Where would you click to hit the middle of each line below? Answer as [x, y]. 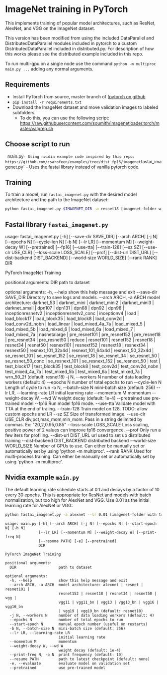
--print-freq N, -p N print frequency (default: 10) [66, 655]
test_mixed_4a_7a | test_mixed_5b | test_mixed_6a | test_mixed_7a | [74, 372]
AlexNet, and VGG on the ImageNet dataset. [50, 28]
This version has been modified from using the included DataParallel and [80, 38]
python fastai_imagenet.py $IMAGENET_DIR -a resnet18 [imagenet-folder [81, 209]
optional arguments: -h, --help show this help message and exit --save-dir [81, 292]
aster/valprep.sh [37, 128]
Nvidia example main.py [42, 478]
